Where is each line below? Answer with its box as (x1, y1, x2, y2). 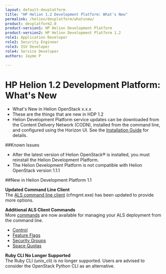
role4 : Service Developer (5, 49, 59, 54)
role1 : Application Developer (5, 35, 68, 40)
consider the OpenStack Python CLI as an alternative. (5, 263, 115, 269)
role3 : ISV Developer (5, 44, 50, 49)
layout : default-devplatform (5, 7, 66, 12)
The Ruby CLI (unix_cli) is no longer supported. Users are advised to (5, 258, 145, 264)
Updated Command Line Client (5, 187, 70, 193)
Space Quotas (12, 243, 42, 249)
